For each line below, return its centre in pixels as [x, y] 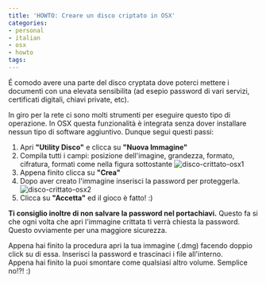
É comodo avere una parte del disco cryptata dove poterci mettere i [119, 82]
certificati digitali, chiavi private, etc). [69, 99]
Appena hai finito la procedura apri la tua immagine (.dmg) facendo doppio [130, 245]
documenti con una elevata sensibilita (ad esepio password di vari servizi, [129, 91]
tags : [17, 60]
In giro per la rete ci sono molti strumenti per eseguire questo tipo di [120, 114]
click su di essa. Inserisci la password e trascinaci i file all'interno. [116, 254]
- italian [25, 38]
